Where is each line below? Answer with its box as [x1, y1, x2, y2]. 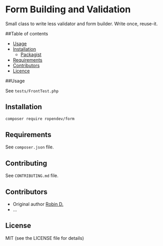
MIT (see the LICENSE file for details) [5, 235, 84, 241]
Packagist [20, 51, 42, 58]
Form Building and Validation [5, 4, 131, 15]
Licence [12, 68, 30, 74]
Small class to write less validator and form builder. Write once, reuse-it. [5, 21, 158, 27]
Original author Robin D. [12, 201, 64, 207]
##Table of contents [5, 30, 48, 36]
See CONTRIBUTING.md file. [5, 173, 59, 179]
